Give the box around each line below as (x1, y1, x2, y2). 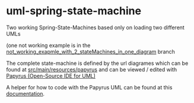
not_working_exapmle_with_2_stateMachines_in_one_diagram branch (6, 48, 175, 55)
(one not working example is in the (6, 42, 91, 49)
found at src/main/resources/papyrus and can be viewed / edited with (6, 65, 177, 73)
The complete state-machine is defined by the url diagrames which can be (6, 60, 189, 67)
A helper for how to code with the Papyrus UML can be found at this (6, 83, 173, 90)
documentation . (6, 90, 45, 97)
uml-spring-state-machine (6, 4, 141, 18)
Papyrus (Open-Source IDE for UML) (6, 72, 96, 79)
